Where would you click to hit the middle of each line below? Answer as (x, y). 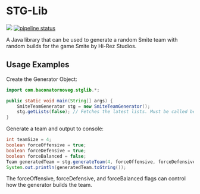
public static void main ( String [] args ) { (60, 101)
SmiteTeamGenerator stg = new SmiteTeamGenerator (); (84, 106)
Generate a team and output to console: (55, 129)
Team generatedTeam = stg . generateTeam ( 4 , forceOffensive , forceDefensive (101, 162)
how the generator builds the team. (49, 185)
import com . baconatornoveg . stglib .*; (53, 90)
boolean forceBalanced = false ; (46, 156)
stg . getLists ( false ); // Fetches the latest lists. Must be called (102, 112)
